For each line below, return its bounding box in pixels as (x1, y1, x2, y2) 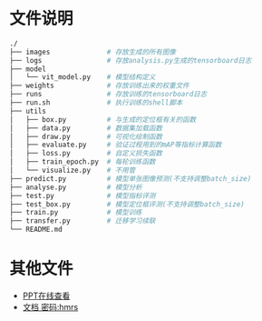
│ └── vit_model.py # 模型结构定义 (9, 73, 156, 82)
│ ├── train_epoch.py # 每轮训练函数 (9, 157, 156, 166)
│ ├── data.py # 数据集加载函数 (9, 124, 163, 133)
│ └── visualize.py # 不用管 (9, 166, 136, 176)
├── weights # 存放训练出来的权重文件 (9, 81, 189, 91)
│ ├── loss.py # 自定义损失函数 (9, 149, 163, 158)
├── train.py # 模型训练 (9, 208, 142, 217)
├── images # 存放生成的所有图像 (9, 47, 177, 56)
